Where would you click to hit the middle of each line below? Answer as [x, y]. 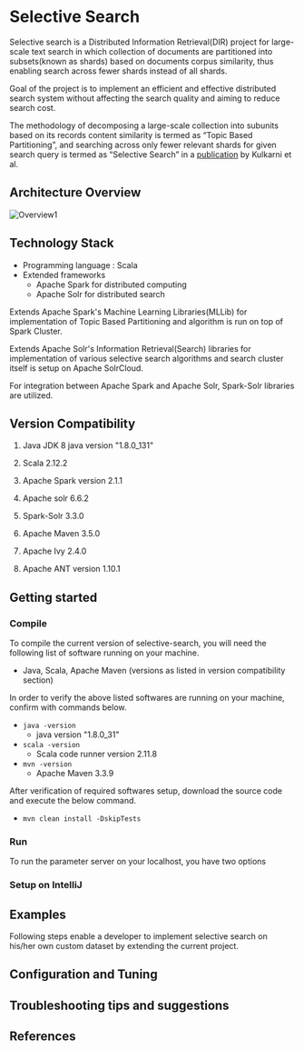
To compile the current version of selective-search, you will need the [138, 644]
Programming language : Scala [80, 265]
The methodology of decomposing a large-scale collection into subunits [144, 125]
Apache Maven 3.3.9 [75, 774]
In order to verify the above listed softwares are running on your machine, [147, 698]
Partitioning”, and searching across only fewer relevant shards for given [143, 145]
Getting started [54, 597]
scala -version [51, 745]
